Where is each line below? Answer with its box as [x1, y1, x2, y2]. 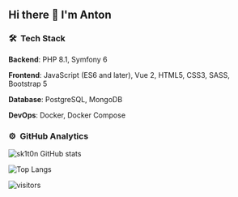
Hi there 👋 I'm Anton [8, 8, 112, 22]
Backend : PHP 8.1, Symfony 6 [8, 54, 108, 64]
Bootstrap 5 [8, 79, 48, 88]
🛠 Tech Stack [8, 33, 66, 45]
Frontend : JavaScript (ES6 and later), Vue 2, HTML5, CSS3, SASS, [8, 70, 231, 79]
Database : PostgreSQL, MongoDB [8, 94, 123, 104]
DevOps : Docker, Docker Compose [8, 110, 126, 120]
